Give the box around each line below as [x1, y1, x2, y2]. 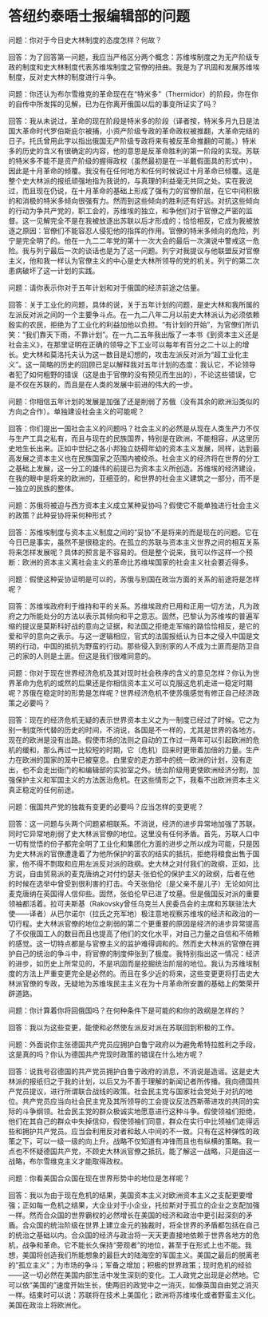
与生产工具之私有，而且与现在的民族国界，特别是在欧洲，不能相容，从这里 [8, 433, 253, 443]
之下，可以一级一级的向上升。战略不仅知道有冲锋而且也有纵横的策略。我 [14, 1136, 253, 1146]
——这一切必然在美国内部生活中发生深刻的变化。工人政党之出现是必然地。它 [8, 1270, 260, 1279]
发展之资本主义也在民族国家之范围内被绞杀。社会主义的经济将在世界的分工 [14, 453, 260, 463]
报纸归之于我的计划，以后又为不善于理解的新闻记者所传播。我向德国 [29, 1076, 253, 1086]
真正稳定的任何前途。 [8, 784, 78, 795]
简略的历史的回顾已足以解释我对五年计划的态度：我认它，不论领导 [39, 359, 257, 369]
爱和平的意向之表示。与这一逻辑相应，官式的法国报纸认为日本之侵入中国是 [8, 631, 253, 641]
